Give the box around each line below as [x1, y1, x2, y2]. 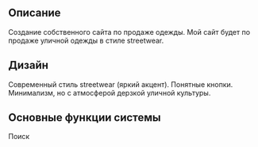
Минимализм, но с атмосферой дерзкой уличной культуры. [8, 88, 211, 97]
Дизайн [8, 58, 49, 72]
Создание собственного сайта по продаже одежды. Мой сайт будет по [8, 27, 251, 36]
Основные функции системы [8, 111, 161, 125]
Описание [8, 6, 61, 20]
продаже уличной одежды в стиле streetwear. [8, 36, 164, 45]
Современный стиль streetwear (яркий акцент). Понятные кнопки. [8, 79, 233, 89]
